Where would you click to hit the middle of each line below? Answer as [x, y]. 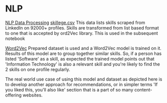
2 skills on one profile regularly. [38, 69]
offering [13, 95]
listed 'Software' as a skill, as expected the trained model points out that [80, 58]
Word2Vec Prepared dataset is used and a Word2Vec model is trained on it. [83, 48]
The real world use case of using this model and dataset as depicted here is [84, 79]
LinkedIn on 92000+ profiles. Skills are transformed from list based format [82, 27]
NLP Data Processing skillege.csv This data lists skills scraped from [75, 22]
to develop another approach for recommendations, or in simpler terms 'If [81, 84]
